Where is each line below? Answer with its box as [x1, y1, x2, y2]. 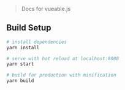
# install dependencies [6, 39, 67, 45]
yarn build [6, 78, 34, 84]
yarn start [6, 61, 34, 67]
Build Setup [6, 22, 51, 33]
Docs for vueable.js [21, 5, 71, 12]
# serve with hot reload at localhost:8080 [6, 55, 119, 61]
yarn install [6, 44, 40, 50]
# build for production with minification [6, 72, 116, 78]
